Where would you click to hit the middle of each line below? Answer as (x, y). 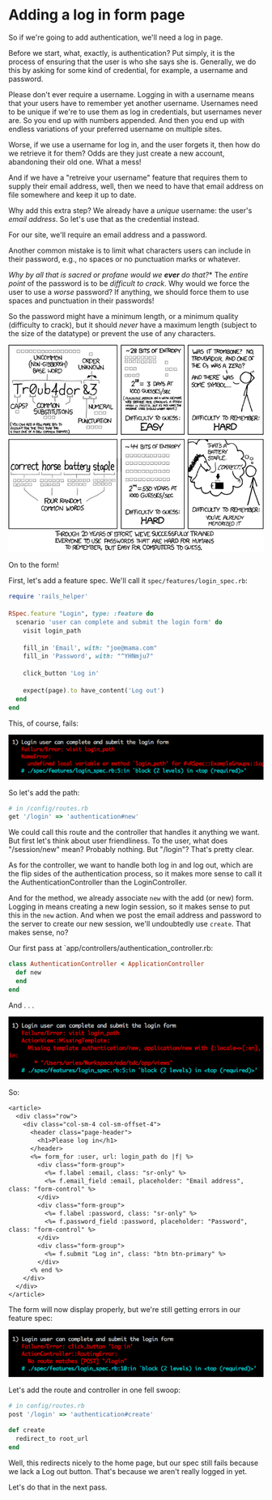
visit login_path (52, 631)
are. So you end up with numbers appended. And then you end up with (127, 120)
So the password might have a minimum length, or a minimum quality (123, 316)
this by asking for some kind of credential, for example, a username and (128, 70)
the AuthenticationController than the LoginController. (98, 882)
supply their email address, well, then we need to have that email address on (136, 186)
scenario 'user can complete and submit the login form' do (119, 622)
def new (29, 973)
